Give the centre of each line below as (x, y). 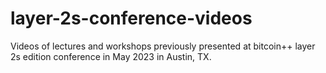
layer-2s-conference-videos (131, 18)
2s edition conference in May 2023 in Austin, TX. (111, 56)
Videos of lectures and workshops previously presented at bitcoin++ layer (163, 46)
